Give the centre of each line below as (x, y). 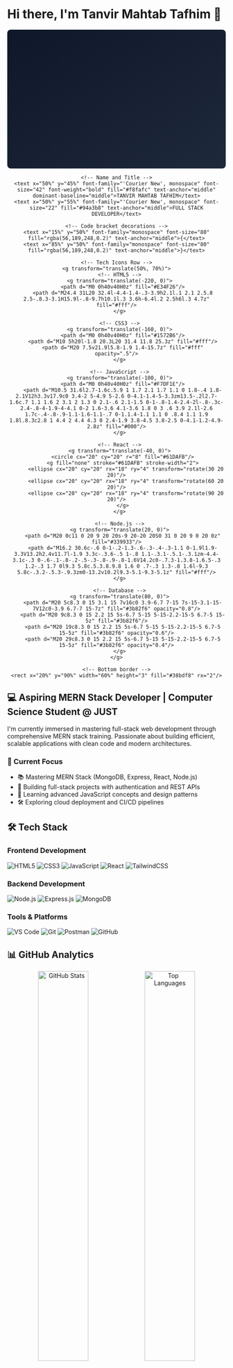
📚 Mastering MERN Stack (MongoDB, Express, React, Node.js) (107, 777)
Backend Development (46, 884)
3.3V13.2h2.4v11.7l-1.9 (48, 554)
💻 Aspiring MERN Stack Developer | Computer (110, 698)
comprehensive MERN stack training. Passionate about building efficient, (111, 736)
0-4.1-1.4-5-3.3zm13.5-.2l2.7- (172, 396)
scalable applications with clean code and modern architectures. (100, 743)
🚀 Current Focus (35, 761)
